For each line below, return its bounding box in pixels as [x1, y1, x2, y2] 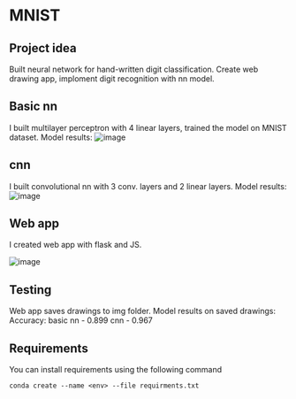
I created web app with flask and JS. [9, 240, 142, 250]
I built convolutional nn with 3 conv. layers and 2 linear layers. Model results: [9, 180, 287, 191]
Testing [9, 282, 52, 297]
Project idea [9, 41, 77, 56]
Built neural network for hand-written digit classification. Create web [9, 64, 259, 74]
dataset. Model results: [9, 132, 93, 142]
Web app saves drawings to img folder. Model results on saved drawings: [9, 306, 277, 317]
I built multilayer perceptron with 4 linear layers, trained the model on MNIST [9, 122, 287, 133]
